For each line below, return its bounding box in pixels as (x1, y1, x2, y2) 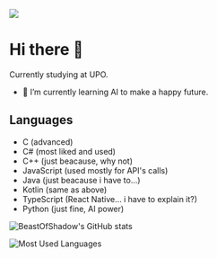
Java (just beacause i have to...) (22, 174, 141, 185)
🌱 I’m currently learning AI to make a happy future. (22, 86, 209, 97)
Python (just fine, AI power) (22, 203, 125, 214)
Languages (9, 112, 74, 128)
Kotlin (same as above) (22, 184, 108, 195)
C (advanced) (22, 136, 74, 147)
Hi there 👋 (9, 40, 83, 60)
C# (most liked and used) (22, 146, 117, 156)
